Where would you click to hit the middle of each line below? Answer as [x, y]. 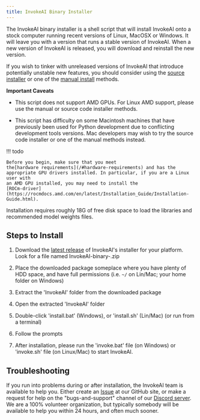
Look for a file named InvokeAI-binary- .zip [67, 256]
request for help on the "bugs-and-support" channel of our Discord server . [99, 398]
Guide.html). [23, 199]
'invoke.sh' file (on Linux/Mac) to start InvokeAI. [74, 352]
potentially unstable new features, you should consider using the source [95, 72]
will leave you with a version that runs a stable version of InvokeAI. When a [98, 42]
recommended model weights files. [50, 217]
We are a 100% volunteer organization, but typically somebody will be [92, 404]
